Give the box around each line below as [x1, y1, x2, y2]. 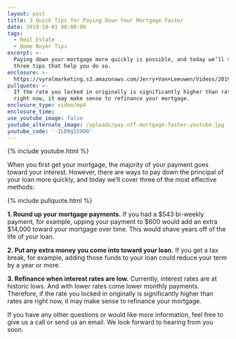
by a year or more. [7, 261, 61, 270]
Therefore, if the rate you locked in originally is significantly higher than [7, 289, 214, 298]
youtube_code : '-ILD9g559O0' [7, 128, 93, 135]
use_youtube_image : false [7, 114, 83, 121]
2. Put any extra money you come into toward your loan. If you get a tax [7, 246, 219, 255]
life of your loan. [7, 232, 55, 241]
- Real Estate [13, 36, 55, 44]
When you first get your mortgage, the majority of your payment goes [7, 161, 209, 169]
